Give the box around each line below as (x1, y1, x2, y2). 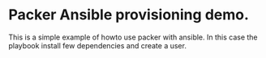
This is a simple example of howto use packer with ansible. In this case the (8, 32, 258, 42)
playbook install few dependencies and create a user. (8, 40, 187, 50)
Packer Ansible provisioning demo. (8, 6, 250, 24)
